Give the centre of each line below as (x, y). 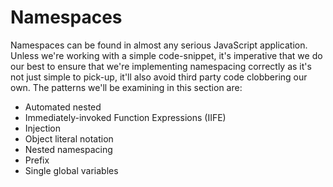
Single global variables (71, 170)
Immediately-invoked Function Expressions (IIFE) (125, 117)
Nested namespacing (68, 149)
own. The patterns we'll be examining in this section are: (126, 87)
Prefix (37, 160)
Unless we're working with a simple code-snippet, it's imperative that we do (166, 55)
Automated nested (63, 107)
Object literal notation (69, 138)
